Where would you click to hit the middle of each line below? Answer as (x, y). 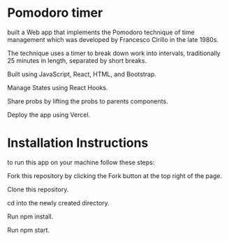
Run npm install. (30, 216)
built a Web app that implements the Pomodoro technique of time (101, 32)
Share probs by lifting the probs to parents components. (88, 101)
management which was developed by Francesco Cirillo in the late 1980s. (113, 39)
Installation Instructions (78, 143)
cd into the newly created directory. (58, 203)
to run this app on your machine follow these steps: (81, 162)
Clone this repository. (38, 189)
